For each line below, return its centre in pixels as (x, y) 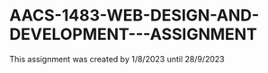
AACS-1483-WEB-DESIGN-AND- (134, 16)
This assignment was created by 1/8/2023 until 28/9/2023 (117, 59)
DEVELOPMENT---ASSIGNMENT (134, 34)
